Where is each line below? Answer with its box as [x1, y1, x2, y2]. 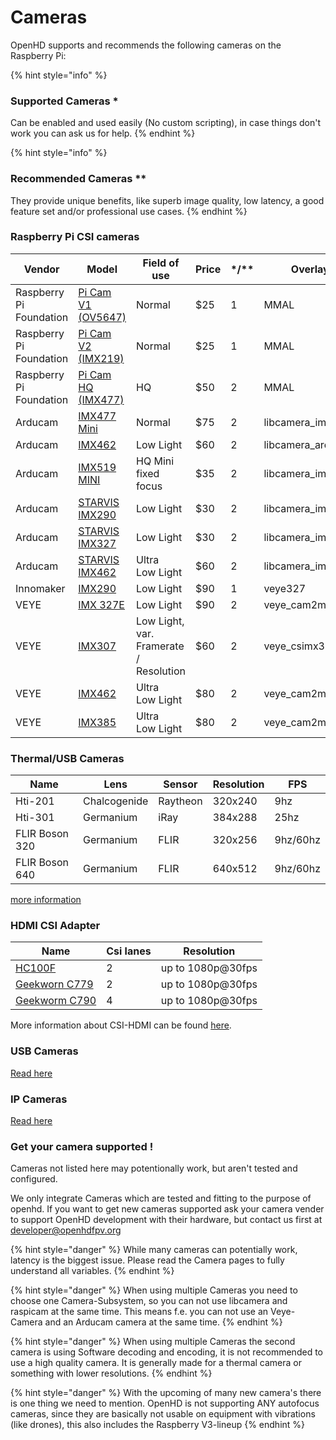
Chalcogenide [83, 794, 149, 808]
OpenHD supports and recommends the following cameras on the [10, 39, 282, 51]
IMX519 [78, 460, 117, 474]
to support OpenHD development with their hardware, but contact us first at [10, 1214, 323, 1226]
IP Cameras [10, 1092, 68, 1106]
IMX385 [78, 715, 117, 729]
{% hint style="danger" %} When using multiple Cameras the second [10, 1336, 296, 1348]
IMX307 [78, 639, 117, 653]
